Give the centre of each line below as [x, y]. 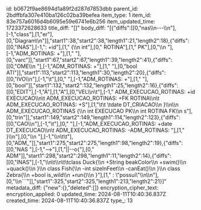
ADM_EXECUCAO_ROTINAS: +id [155, 92]
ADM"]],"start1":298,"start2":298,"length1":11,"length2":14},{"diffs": [89, 156]
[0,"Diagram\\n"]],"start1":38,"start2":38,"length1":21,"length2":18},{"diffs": [98, 41]
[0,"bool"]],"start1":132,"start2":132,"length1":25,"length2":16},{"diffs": [92, 85]
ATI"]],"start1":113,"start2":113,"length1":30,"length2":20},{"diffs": [86, 73]
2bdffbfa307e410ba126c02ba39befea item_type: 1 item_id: [79, 15]
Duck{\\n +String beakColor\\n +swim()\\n [134, 162]
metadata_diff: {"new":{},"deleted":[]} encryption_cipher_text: [82, 188]
